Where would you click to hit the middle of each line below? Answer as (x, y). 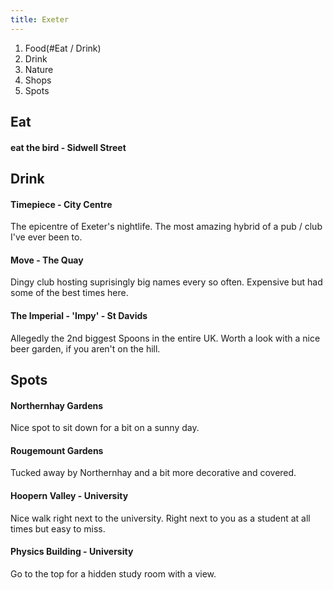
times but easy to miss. (58, 528)
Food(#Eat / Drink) (63, 48)
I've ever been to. (46, 237)
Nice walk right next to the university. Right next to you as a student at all (160, 518)
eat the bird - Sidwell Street (68, 147)
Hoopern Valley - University (69, 495)
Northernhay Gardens (57, 405)
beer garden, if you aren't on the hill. (85, 348)
